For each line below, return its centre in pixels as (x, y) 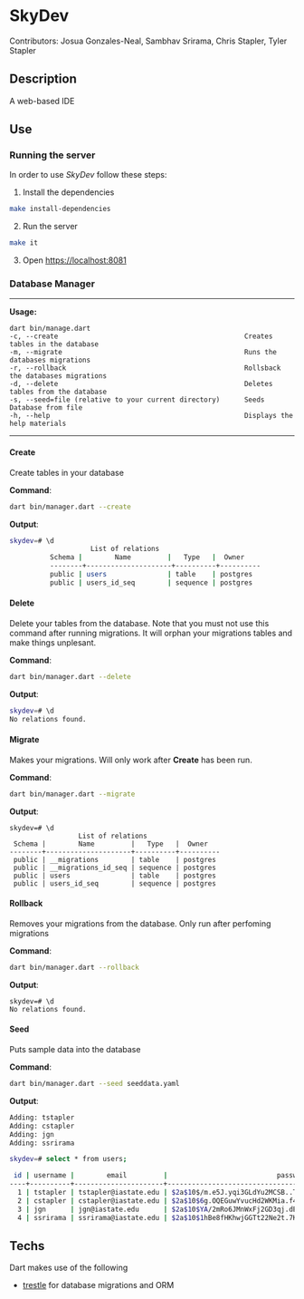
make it (24, 243)
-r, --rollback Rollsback (145, 368)
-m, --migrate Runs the (143, 353)
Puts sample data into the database (75, 1049)
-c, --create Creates (141, 336)
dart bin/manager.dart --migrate (72, 794)
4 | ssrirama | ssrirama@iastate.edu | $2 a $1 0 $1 (111, 1217)
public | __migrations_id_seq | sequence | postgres (115, 868)
